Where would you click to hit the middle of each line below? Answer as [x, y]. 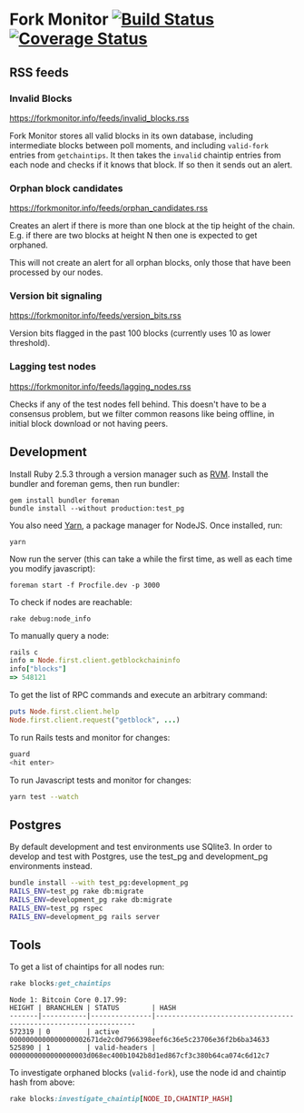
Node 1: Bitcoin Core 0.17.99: [69, 1000]
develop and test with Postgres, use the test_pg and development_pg [139, 856]
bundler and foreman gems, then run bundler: [94, 483]
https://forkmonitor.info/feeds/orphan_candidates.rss [109, 208]
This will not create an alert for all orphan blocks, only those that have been [150, 263]
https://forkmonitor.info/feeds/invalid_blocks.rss [99, 117]
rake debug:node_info [50, 619]
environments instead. [51, 866]
